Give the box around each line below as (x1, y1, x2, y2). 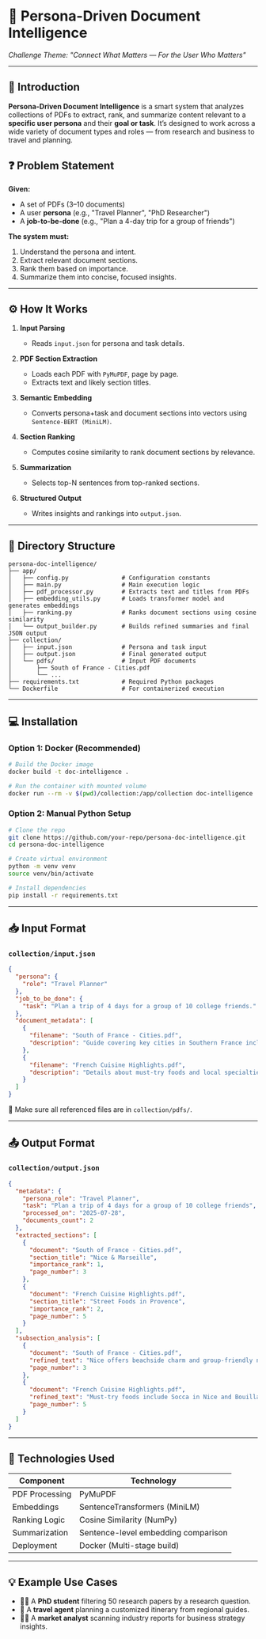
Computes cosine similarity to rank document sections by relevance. (31, 447, 256, 457)
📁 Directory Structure (8, 539, 116, 552)
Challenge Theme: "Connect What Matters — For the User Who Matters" (8, 50, 247, 59)
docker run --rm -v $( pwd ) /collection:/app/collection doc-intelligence (8, 789, 253, 798)
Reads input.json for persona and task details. (31, 339, 184, 348)
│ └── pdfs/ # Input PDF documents (8, 657, 196, 666)
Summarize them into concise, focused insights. (19, 272, 177, 282)
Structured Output (19, 494, 82, 503)
